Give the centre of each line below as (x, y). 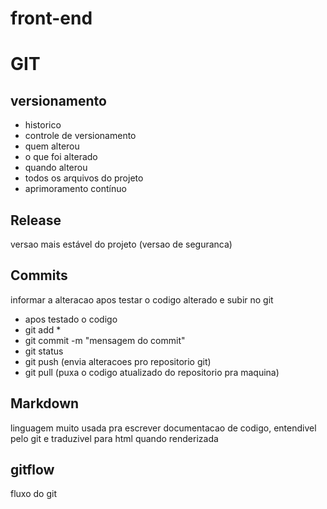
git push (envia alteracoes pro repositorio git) (118, 361)
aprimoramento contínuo (75, 189)
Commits (39, 275)
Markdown (45, 403)
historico (43, 125)
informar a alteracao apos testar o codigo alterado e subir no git (142, 299)
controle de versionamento (80, 136)
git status (44, 351)
